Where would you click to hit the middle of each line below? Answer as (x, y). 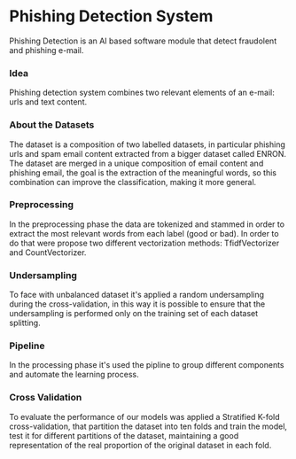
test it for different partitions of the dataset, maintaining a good (124, 435)
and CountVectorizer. (48, 252)
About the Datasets (52, 125)
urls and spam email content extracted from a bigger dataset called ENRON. (148, 153)
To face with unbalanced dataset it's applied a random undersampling (136, 295)
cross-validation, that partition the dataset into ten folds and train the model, (148, 426)
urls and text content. (48, 102)
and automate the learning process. (74, 375)
